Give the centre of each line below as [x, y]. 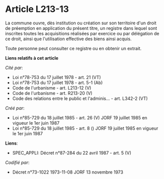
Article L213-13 [37, 9]
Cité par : [14, 68]
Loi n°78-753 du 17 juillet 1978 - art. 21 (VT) [56, 77]
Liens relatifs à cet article [32, 58]
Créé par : [15, 108]
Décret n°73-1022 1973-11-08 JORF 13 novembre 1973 [68, 172]
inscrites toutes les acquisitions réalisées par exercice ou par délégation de [82, 33]
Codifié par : [17, 162]
